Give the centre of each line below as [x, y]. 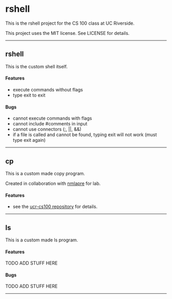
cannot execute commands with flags [52, 118]
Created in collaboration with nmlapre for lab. [53, 183]
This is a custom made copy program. [45, 173]
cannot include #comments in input [50, 124]
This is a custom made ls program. [42, 240]
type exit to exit [29, 95]
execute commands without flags [48, 89]
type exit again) [29, 140]
